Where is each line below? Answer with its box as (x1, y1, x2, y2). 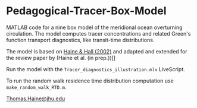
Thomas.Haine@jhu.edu (6, 95, 65, 102)
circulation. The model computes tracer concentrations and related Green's (6, 30, 191, 37)
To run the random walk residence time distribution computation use (6, 77, 174, 84)
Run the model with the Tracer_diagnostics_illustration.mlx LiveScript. (6, 65, 186, 72)
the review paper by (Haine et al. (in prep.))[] (6, 54, 116, 61)
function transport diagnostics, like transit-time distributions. (6, 36, 155, 43)
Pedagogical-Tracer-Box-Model (6, 4, 167, 18)
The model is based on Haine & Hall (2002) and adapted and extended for (6, 47, 187, 55)
